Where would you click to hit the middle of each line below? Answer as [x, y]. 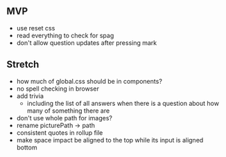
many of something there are [68, 111]
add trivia [30, 95]
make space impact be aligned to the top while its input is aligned [110, 140]
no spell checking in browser [58, 89]
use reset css [36, 28]
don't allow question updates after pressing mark [87, 43]
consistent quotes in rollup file [60, 132]
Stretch [23, 65]
